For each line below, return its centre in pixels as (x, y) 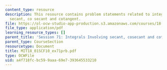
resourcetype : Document (30, 46)
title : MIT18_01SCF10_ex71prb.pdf (41, 51)
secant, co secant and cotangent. (45, 19)
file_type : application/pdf (34, 28)
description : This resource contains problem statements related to (78, 14)
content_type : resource (30, 10)
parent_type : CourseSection (34, 42)
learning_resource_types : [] (35, 33)
